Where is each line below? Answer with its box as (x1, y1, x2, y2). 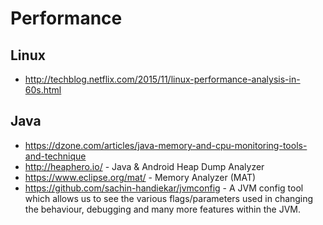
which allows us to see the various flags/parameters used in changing (24, 192, 314, 204)
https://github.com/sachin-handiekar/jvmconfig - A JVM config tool (24, 182, 304, 194)
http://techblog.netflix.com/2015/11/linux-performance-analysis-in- (24, 73, 301, 85)
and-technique (24, 150, 87, 162)
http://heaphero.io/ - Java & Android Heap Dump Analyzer (24, 160, 265, 172)
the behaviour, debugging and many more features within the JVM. (24, 203, 302, 215)
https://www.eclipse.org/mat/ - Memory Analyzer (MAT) (24, 171, 257, 183)
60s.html (24, 84, 62, 96)
